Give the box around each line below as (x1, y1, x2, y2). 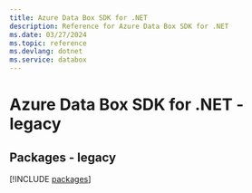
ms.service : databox (9, 55, 88, 64)
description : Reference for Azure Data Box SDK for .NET (9, 22, 229, 31)
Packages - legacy (9, 150, 116, 165)
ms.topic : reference (9, 38, 88, 48)
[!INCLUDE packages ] (9, 174, 92, 184)
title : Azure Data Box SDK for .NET (9, 13, 148, 23)
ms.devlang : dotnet (9, 47, 83, 56)
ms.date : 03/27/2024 (9, 30, 88, 39)
